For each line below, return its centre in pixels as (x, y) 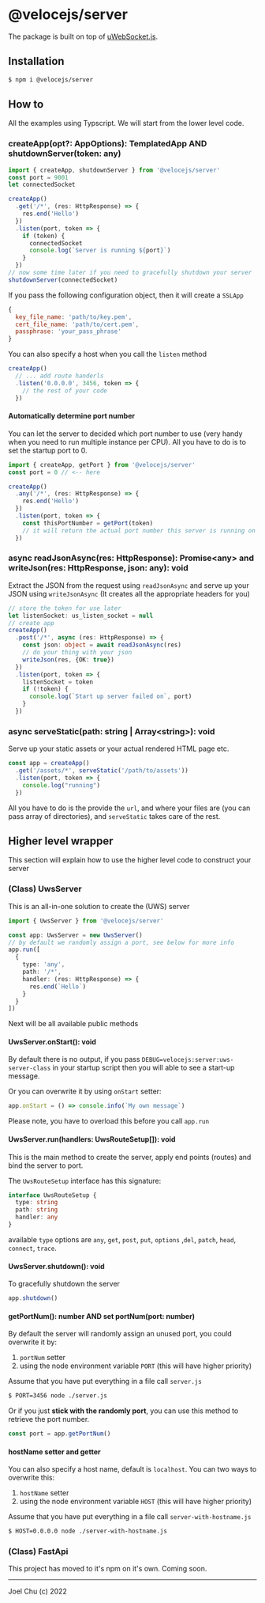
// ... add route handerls (60, 376)
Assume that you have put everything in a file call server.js (105, 1381)
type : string (37, 1203)
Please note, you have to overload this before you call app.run (109, 1121)
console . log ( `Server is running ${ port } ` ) (100, 251)
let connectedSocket (42, 185)
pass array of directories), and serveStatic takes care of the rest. (114, 816)
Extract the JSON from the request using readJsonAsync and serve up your (129, 585)
